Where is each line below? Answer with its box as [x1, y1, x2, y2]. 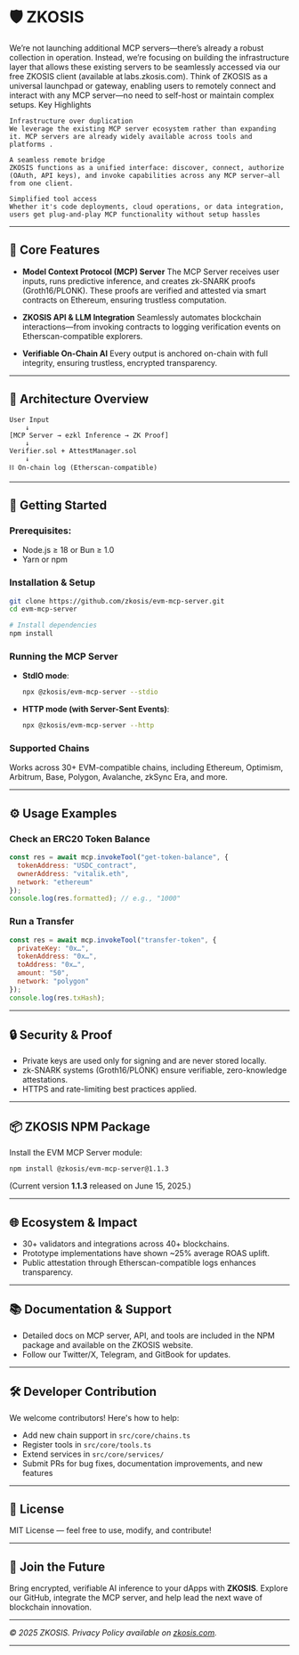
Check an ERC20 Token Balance [9, 832, 150, 845]
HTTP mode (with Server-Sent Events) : [21, 704, 170, 715]
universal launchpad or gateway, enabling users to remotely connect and [9, 80, 277, 91]
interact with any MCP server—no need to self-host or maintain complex [9, 90, 274, 101]
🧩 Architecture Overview [9, 392, 149, 407]
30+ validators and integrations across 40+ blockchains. [21, 1238, 230, 1249]
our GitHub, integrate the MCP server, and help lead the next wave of [9, 1593, 263, 1603]
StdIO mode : [21, 670, 69, 681]
